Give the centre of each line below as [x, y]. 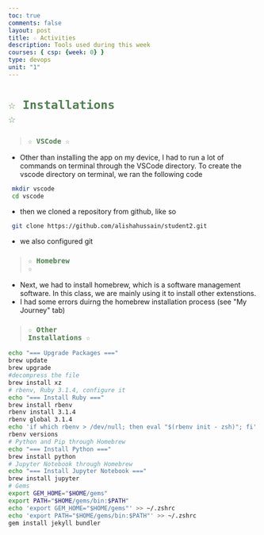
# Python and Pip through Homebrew [67, 441]
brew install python [42, 456]
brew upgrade [30, 368]
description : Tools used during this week [79, 45]
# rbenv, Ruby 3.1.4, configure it [67, 390]
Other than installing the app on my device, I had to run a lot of [122, 158]
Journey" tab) [42, 310]
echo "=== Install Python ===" [60, 449]
